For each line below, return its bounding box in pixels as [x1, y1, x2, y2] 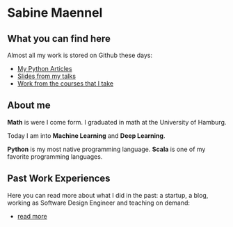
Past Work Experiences [7, 173, 111, 185]
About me [7, 100, 51, 111]
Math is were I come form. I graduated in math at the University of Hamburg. [7, 118, 227, 126]
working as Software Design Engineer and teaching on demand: [7, 198, 190, 207]
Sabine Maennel [7, 5, 103, 21]
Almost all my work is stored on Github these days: [7, 51, 153, 59]
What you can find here [7, 33, 111, 45]
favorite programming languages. [7, 152, 103, 161]
